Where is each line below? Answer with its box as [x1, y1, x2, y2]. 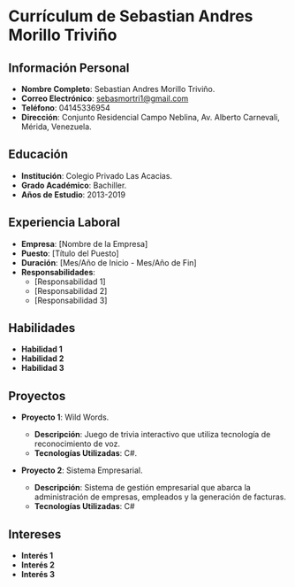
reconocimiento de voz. [34, 438, 121, 449]
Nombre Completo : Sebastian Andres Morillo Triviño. [20, 84, 216, 94]
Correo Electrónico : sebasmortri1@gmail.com [20, 93, 189, 104]
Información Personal [8, 60, 130, 75]
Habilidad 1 [20, 344, 63, 355]
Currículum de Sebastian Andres [8, 6, 253, 27]
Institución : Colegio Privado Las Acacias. [20, 170, 173, 181]
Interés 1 [20, 551, 54, 561]
